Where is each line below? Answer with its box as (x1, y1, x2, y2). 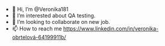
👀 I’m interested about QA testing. (11, 12, 96, 19)
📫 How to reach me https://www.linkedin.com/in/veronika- (11, 25, 159, 32)
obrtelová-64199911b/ (11, 33, 66, 41)
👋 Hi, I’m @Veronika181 (11, 6, 69, 13)
